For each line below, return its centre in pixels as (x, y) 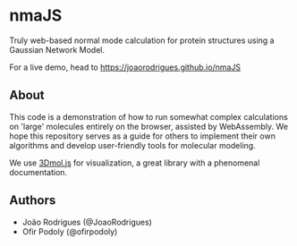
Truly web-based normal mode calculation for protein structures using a (142, 40)
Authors (33, 201)
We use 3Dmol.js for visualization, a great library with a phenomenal (135, 163)
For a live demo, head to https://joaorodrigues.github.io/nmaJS (125, 67)
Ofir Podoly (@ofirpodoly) (70, 231)
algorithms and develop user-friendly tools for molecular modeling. (133, 145)
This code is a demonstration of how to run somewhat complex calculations (148, 116)
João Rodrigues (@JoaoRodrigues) (87, 222)
